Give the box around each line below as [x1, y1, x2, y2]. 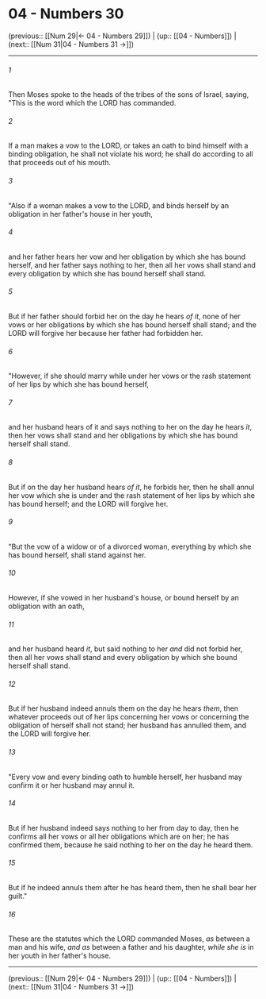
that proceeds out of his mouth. [8, 158, 111, 168]
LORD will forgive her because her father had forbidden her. [8, 328, 203, 337]
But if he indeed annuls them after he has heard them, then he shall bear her [8, 882, 257, 892]
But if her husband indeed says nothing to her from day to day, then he [8, 823, 239, 832]
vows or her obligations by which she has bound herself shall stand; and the [8, 319, 257, 330]
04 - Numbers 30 [8, 5, 124, 23]
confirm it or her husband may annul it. [8, 780, 135, 790]
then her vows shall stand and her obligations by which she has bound [8, 430, 238, 441]
